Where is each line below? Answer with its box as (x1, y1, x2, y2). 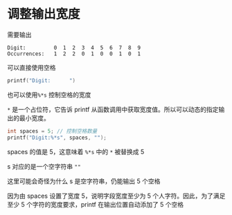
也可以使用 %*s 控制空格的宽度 (7, 91, 91, 99)
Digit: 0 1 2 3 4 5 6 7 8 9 (7, 44, 141, 51)
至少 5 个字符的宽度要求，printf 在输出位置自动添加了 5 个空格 (7, 200, 184, 208)
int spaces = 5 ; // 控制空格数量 (7, 127, 98, 135)
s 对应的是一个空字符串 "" (7, 162, 81, 170)
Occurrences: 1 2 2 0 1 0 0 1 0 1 (7, 50, 141, 57)
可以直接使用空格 (7, 63, 56, 71)
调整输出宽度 (7, 6, 81, 22)
